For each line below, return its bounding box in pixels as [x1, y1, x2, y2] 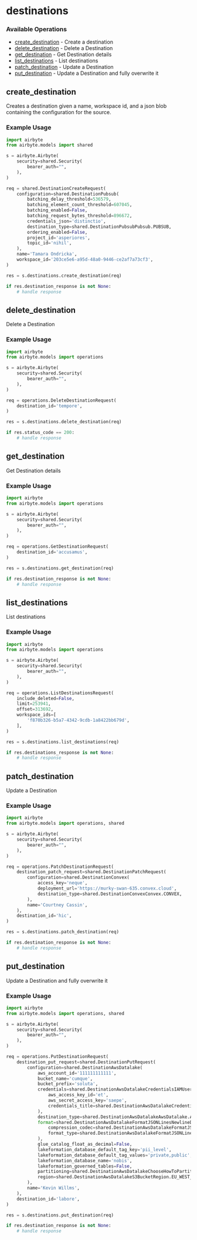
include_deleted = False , [16, 695, 75, 701]
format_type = [47, 1130, 80, 1136]
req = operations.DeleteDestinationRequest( [6, 397, 117, 403]
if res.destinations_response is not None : [6, 750, 114, 755]
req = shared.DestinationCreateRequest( [6, 185, 107, 191]
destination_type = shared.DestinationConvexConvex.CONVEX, [37, 891, 182, 897]
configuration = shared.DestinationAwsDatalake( [27, 1065, 143, 1070]
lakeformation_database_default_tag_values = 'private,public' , [37, 1152, 193, 1158]
